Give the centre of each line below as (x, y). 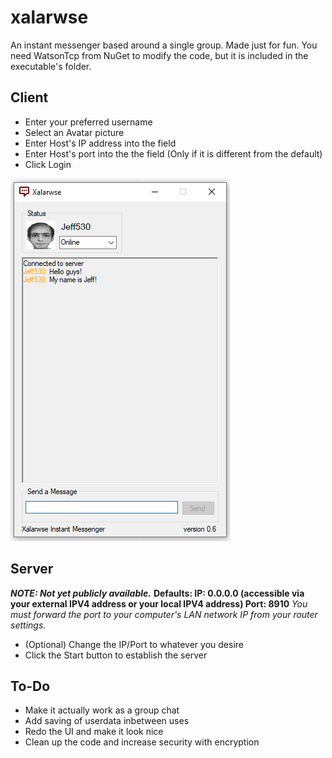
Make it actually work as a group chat (102, 710)
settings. (28, 625)
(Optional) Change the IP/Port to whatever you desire (134, 644)
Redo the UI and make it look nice (94, 732)
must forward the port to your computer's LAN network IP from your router (164, 614)
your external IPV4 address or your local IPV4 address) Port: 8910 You (159, 603)
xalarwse (49, 17)
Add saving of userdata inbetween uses (107, 721)
